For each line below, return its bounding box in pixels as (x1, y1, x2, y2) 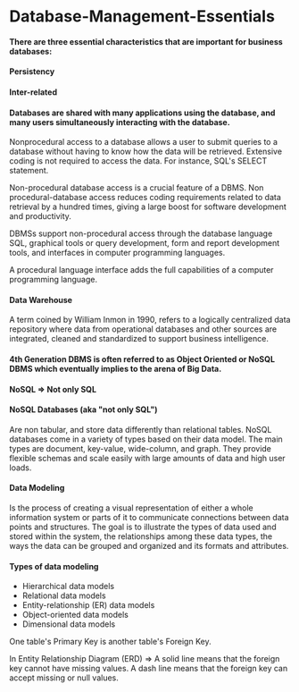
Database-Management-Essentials (9, 6, 275, 27)
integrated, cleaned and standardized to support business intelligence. (9, 333, 270, 344)
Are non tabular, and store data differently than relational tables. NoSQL (9, 424, 272, 435)
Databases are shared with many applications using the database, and (9, 107, 276, 118)
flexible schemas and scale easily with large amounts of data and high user (9, 452, 286, 463)
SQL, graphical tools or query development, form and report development (9, 238, 280, 249)
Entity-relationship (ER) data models (21, 600, 155, 611)
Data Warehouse (9, 294, 73, 305)
